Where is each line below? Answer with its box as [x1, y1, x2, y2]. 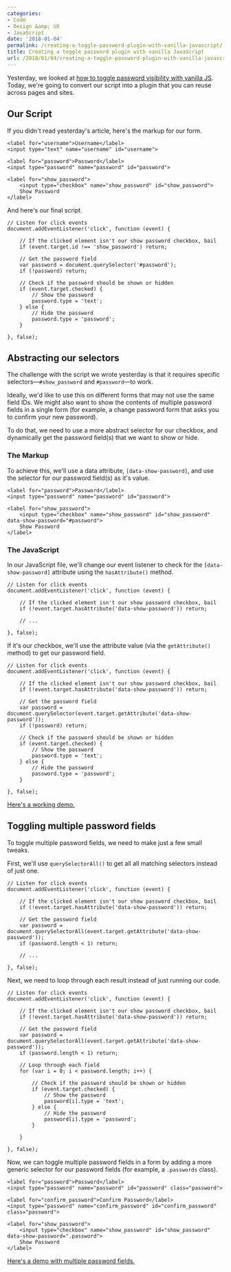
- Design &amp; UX [7, 23, 60, 30]
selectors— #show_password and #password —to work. [7, 377, 153, 386]
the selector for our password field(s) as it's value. [7, 474, 150, 482]
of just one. [7, 866, 39, 875]
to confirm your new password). [7, 413, 98, 421]
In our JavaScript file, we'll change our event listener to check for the [7, 560, 203, 569]
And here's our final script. [7, 206, 82, 214]
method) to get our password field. [7, 648, 106, 657]
